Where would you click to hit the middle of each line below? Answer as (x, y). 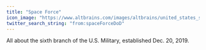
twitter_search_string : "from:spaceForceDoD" (65, 23)
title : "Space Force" (34, 12)
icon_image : (21, 18)
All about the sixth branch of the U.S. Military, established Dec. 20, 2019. (98, 41)
